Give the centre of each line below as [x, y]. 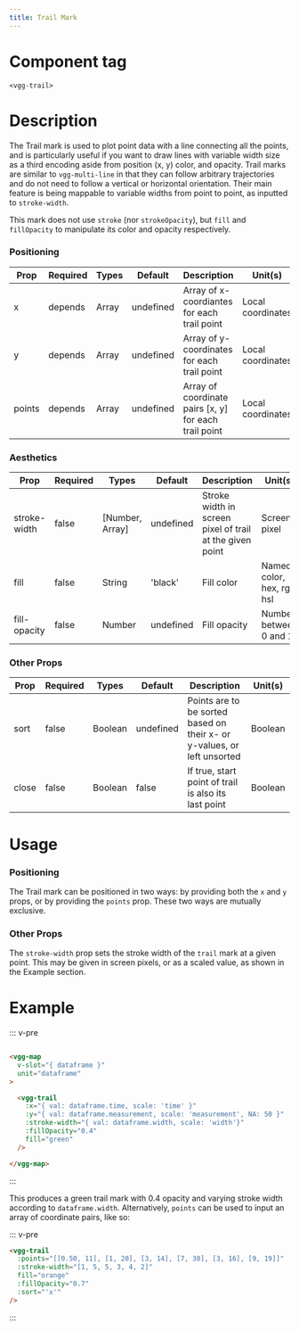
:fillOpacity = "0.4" [61, 1131]
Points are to [214, 701]
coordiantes [208, 302]
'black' [165, 582]
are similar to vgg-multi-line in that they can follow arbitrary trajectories [142, 174]
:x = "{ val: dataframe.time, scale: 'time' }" [111, 1106]
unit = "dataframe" [49, 1073]
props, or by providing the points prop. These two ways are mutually [135, 901]
